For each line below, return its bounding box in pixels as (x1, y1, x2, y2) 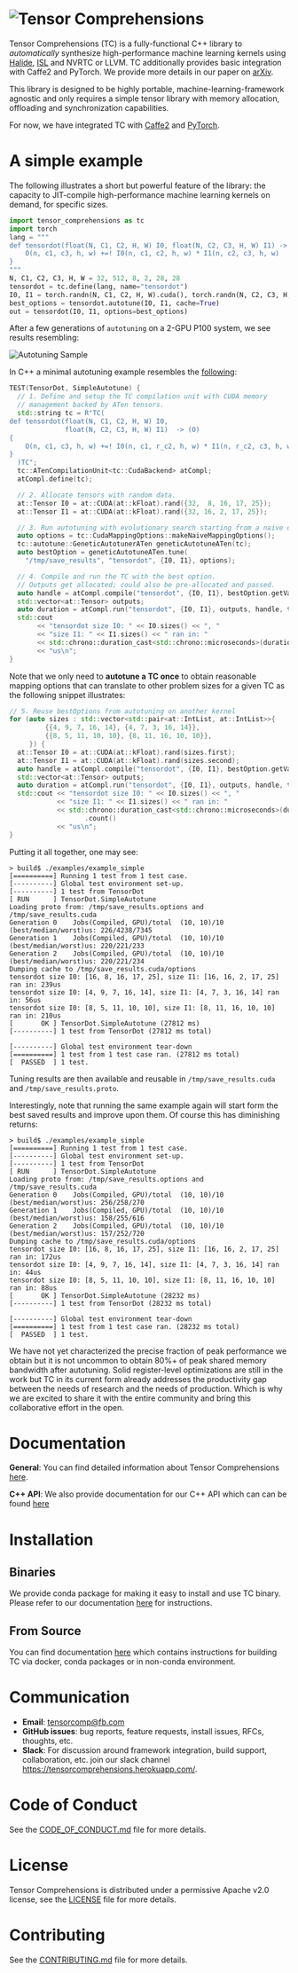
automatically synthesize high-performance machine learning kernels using (9, 47, 286, 58)
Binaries (9, 1565, 56, 1580)
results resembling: (9, 333, 80, 343)
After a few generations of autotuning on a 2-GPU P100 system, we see (9, 323, 271, 334)
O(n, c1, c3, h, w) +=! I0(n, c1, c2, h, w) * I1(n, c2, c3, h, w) (25, 249, 279, 258)
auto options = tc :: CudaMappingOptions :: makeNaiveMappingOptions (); (17, 531, 276, 540)
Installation (9, 1529, 94, 1550)
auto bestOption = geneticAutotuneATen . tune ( (17, 548, 189, 557)
